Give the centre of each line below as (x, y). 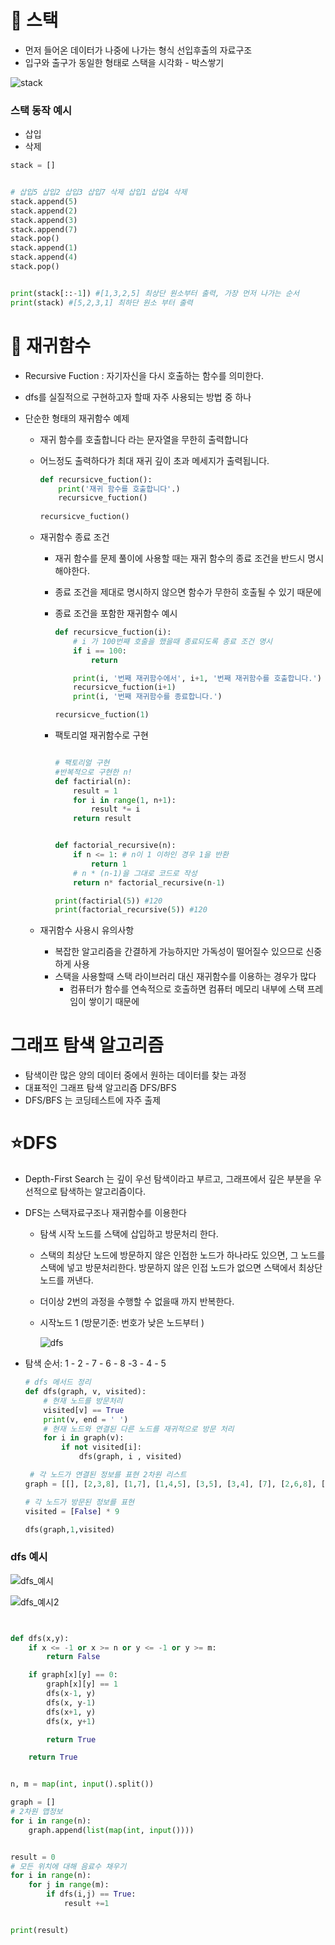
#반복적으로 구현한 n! (93, 772)
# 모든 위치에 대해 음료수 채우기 (68, 1866)
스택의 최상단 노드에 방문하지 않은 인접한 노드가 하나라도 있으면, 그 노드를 (182, 1255)
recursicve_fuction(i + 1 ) (125, 687)
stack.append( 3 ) (44, 220)
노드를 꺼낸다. (66, 1280)
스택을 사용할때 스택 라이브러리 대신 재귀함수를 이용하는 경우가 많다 (185, 977)
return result (102, 819)
